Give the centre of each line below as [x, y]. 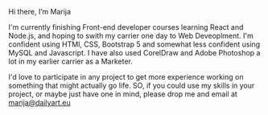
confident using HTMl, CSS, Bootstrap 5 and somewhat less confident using [134, 44]
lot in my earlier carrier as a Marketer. [70, 61]
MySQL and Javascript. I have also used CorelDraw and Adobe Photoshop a [134, 53]
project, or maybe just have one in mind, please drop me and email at [123, 94]
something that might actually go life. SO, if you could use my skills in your [132, 85]
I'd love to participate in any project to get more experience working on [126, 77]
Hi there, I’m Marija [39, 12]
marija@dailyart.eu [39, 103]
